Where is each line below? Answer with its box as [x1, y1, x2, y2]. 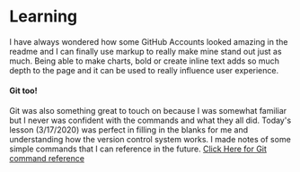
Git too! [9, 85, 38, 96]
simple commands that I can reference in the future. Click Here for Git [9, 143, 268, 154]
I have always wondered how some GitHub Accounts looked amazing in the [9, 36, 288, 47]
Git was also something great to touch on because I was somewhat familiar [9, 105, 287, 116]
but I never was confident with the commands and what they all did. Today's [9, 115, 292, 125]
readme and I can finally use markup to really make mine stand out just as [9, 46, 282, 56]
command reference [9, 152, 85, 163]
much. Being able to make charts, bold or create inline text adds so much [9, 56, 280, 66]
